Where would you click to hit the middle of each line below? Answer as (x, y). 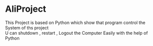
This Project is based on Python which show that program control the (75, 23)
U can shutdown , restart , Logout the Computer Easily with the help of (76, 33)
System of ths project (27, 27)
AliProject (26, 9)
